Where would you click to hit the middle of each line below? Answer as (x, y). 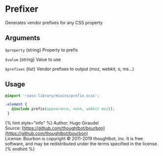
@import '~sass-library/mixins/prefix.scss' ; (52, 96)
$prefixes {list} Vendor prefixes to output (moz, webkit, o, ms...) (70, 69)
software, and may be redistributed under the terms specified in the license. (81, 144)
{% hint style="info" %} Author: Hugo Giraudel (52, 123)
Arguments (23, 38)
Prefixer (22, 9)
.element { (16, 104)
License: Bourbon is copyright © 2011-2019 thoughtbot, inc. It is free (74, 139)
